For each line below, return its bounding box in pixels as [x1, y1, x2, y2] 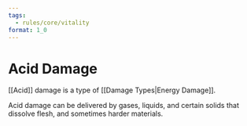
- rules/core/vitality [15, 19, 90, 27]
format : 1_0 [8, 26, 47, 34]
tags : [8, 11, 26, 20]
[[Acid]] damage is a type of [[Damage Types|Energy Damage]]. [8, 85, 216, 95]
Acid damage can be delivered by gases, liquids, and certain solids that [8, 101, 240, 110]
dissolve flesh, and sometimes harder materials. [8, 109, 164, 118]
